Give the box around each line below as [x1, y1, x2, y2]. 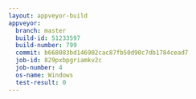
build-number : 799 [15, 42, 78, 49]
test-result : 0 [15, 78, 67, 86]
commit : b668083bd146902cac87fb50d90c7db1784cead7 [15, 49, 189, 57]
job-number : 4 [15, 64, 63, 72]
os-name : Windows [15, 71, 74, 79]
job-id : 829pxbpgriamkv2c [15, 57, 103, 65]
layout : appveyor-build [8, 11, 88, 20]
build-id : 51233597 [15, 34, 81, 42]
